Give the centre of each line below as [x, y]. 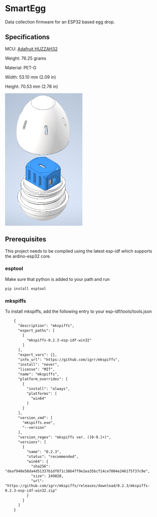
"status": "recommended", [52, 457]
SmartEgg [25, 8]
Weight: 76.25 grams [26, 58]
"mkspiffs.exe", [39, 423]
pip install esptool [26, 289]
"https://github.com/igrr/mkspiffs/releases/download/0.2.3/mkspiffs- [78, 486]
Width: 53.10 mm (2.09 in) [31, 77]
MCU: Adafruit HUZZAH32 [31, 48]
